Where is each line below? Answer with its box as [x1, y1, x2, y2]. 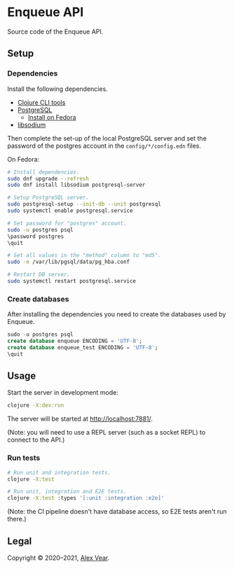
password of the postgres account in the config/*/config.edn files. [7, 141, 202, 150]
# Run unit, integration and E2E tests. [7, 488, 128, 496]
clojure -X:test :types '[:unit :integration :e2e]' [7, 495, 165, 502]
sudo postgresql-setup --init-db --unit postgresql [7, 201, 161, 208]
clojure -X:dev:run [7, 402, 64, 409]
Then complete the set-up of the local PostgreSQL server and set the [7, 134, 207, 142]
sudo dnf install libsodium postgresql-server [7, 181, 146, 189]
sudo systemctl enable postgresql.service [7, 207, 133, 214]
